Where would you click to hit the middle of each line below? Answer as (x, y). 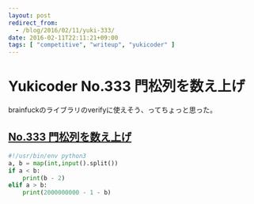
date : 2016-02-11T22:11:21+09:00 (63, 38)
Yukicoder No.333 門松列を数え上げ (127, 87)
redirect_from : (33, 23)
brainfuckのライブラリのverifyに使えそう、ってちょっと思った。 (113, 110)
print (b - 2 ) (44, 178)
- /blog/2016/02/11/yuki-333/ (65, 30)
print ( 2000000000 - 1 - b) (67, 193)
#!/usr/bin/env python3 (47, 156)
